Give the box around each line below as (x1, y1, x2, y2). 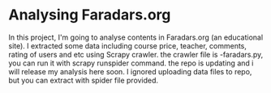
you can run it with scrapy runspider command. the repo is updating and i (8, 58, 254, 68)
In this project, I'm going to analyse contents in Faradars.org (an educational (8, 32, 264, 42)
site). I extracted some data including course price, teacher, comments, (8, 40, 247, 50)
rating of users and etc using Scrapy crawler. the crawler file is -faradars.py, (8, 49, 264, 59)
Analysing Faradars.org (8, 6, 171, 24)
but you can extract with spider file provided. (8, 75, 159, 85)
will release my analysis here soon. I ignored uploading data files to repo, (8, 66, 252, 76)
